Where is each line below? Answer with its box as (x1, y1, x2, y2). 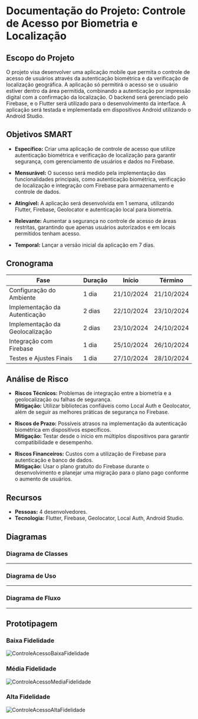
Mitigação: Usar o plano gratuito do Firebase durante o (14, 463, 149, 470)
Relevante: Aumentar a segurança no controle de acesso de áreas (14, 217, 177, 224)
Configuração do (9, 286, 56, 294)
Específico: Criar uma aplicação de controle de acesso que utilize (14, 145, 176, 152)
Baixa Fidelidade (6, 636, 55, 644)
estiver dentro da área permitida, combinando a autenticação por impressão (6, 88, 191, 94)
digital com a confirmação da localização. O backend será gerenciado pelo (6, 93, 189, 101)
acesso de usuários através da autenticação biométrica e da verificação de (6, 75, 189, 82)
